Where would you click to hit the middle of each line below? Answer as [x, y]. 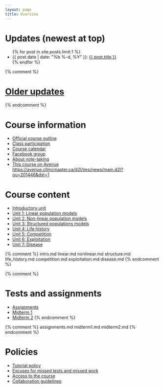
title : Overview [22, 14]
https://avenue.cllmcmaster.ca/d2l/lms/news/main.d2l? [68, 170]
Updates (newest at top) [55, 38]
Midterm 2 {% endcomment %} [44, 318]
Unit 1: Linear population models [45, 213]
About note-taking [31, 159]
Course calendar [29, 149]
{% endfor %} [26, 62]
